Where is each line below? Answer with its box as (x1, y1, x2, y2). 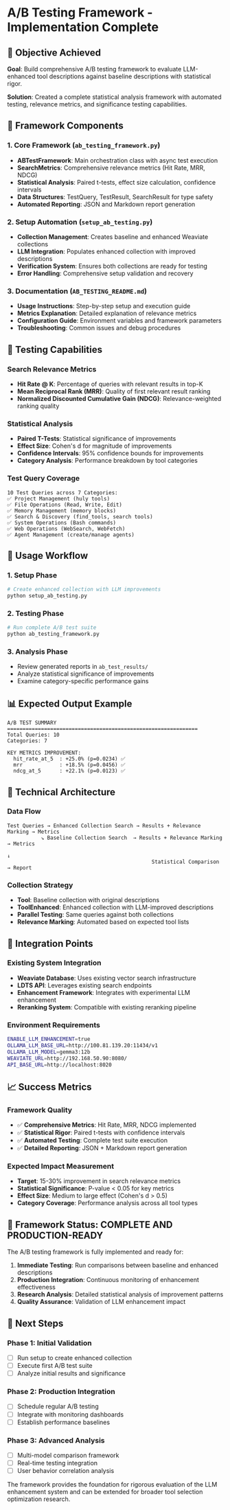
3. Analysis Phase (7, 647, 69, 656)
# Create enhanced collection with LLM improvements (7, 586, 161, 593)
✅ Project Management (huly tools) (7, 495, 111, 502)
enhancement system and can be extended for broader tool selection (7, 1488, 203, 1496)
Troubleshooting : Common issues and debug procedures (16, 324, 181, 332)
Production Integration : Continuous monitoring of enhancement (16, 1276, 199, 1284)
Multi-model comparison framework (16, 1451, 119, 1459)
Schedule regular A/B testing (16, 1402, 99, 1410)
